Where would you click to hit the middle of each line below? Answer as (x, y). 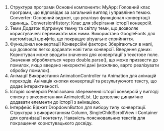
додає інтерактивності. (34, 86)
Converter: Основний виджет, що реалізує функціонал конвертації (80, 18)
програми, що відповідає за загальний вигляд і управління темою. (81, 12)
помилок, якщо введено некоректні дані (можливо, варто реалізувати (84, 65)
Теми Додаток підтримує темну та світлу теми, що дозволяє (74, 28)
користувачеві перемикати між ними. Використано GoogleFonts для (82, 33)
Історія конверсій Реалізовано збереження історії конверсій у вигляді (84, 92)
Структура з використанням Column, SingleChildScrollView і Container (84, 113)
